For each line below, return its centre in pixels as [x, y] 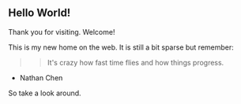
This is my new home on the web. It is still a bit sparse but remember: [121, 47]
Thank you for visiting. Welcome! [62, 32]
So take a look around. [45, 93]
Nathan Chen [41, 77]
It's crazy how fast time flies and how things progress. [136, 62]
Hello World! [40, 13]
